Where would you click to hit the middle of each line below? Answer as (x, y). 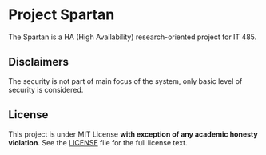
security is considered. (46, 89)
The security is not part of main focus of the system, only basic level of (125, 81)
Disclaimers (39, 62)
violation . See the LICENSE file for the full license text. (98, 142)
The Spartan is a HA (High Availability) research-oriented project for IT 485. (133, 37)
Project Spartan (62, 15)
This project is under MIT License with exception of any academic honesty (133, 134)
